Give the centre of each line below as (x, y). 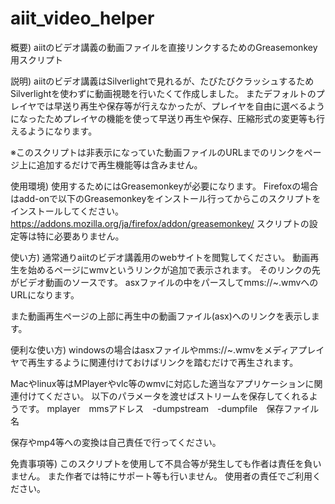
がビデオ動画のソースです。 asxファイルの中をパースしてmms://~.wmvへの (164, 282)
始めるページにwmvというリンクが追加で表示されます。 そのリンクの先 (174, 269)
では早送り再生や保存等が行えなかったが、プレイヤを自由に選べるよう (180, 106)
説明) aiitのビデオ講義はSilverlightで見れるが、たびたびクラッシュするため (162, 81)
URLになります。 (45, 294)
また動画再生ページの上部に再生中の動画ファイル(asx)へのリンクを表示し (161, 316)
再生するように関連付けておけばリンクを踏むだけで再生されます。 (163, 362)
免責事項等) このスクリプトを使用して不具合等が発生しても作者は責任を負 (161, 463)
